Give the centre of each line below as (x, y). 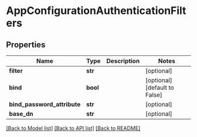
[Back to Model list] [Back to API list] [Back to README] (73, 128)
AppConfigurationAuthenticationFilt (96, 11)
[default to (160, 87)
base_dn (21, 114)
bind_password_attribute (45, 104)
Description (123, 61)
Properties (26, 45)
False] (154, 95)
